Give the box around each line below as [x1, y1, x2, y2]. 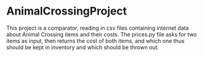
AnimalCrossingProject [6, 4, 127, 18]
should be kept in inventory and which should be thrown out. [6, 44, 159, 51]
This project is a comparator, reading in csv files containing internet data [6, 24, 190, 32]
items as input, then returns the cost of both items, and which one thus [6, 37, 185, 44]
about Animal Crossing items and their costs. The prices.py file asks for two [6, 30, 197, 38]
